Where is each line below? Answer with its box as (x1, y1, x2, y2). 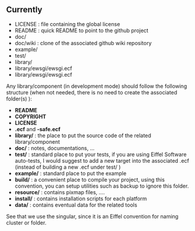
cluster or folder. (6, 219, 47, 226)
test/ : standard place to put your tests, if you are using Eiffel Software (14, 151, 187, 158)
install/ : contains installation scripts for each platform (14, 195, 147, 202)
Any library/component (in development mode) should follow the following (6, 83, 187, 90)
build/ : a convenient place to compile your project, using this (14, 176, 165, 183)
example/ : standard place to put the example (14, 169, 127, 177)
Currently (6, 5, 43, 15)
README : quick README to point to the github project (14, 27, 149, 34)
